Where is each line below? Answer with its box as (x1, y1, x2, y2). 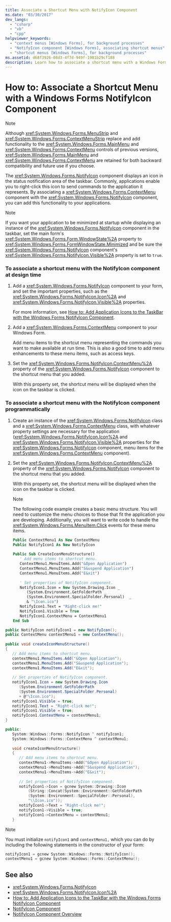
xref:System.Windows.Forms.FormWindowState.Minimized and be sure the (5, 241, 163, 248)
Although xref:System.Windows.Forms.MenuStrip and (5, 130, 119, 136)
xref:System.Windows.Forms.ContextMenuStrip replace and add (5, 136, 140, 142)
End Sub (12, 618, 29, 623)
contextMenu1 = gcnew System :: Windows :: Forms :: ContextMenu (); (5, 856, 140, 861)
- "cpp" (10, 31, 26, 36)
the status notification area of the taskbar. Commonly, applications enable (5, 178, 160, 184)
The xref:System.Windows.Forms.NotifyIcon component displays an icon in (5, 173, 164, 179)
